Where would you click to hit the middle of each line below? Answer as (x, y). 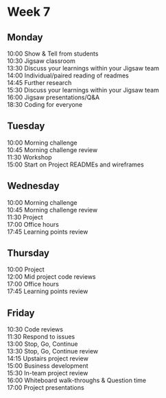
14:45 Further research (39, 83)
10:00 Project (26, 270)
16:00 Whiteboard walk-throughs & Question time (77, 380)
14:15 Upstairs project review (48, 359)
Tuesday (26, 126)
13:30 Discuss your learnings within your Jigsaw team (83, 68)
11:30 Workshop (30, 157)
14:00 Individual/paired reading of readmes (68, 75)
